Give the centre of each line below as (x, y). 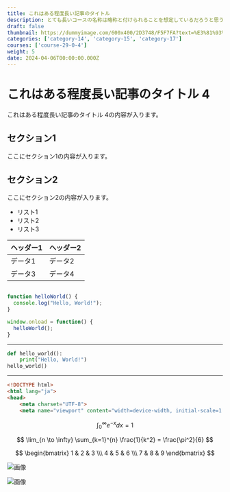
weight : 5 (21, 52)
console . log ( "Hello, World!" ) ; (58, 303)
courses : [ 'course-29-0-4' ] (47, 45)
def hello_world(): (35, 353)
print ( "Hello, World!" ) (53, 360)
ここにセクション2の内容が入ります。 (60, 198)
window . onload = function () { (50, 322)
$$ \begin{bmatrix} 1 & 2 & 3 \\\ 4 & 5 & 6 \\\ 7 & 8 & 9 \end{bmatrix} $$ (115, 453)
